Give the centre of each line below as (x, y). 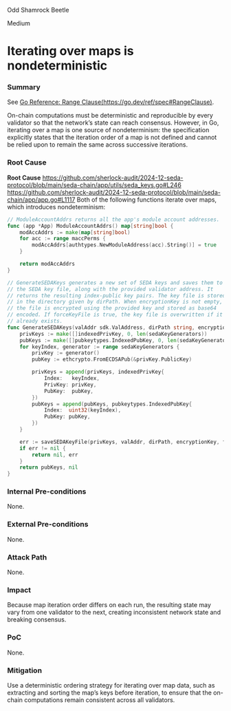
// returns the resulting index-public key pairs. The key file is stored (117, 295)
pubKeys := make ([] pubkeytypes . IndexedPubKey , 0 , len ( (100, 340)
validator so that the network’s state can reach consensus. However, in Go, (113, 123)
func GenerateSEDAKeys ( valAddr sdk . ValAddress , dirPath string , (101, 327)
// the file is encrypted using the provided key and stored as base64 (112, 308)
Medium (19, 23)
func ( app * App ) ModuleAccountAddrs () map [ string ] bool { (90, 226)
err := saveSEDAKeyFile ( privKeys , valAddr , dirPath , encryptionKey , (120, 442)
